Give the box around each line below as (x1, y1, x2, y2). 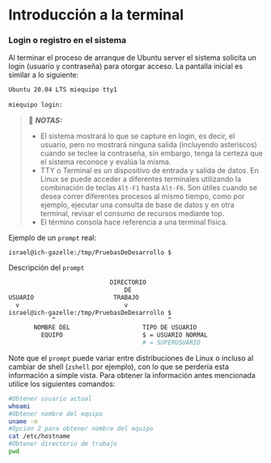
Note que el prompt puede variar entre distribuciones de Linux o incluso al (8, 353, 254, 363)
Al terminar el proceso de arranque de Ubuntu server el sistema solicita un (8, 53, 257, 62)
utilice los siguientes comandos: (8, 379, 116, 389)
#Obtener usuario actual (8, 394, 92, 402)
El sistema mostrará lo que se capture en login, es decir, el (40, 131, 235, 141)
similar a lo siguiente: (8, 70, 79, 80)
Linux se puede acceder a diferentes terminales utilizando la (40, 174, 242, 184)
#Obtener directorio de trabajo (8, 440, 117, 448)
